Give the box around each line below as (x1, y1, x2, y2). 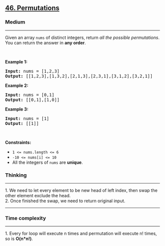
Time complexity (5, 215, 46, 221)
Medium (5, 19, 26, 26)
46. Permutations (5, 4, 60, 12)
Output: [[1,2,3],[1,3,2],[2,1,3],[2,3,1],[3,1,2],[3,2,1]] (5, 73, 153, 79)
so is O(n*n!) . (5, 236, 33, 242)
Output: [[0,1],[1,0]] (5, 97, 60, 102)
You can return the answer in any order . (5, 39, 86, 46)
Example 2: (5, 82, 28, 88)
